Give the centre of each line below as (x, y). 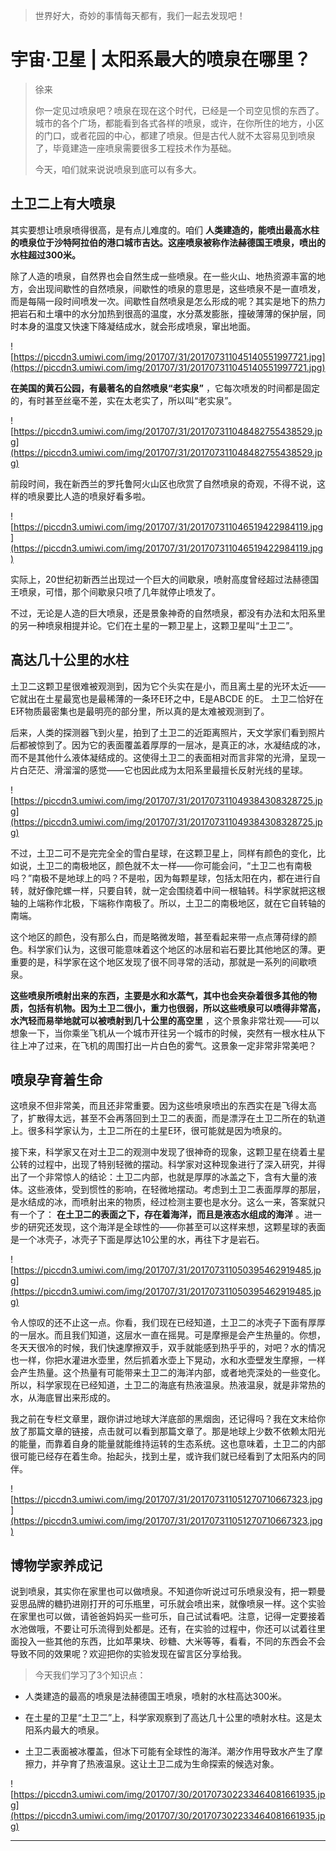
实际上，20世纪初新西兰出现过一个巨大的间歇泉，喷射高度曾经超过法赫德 (160, 579)
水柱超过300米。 (45, 255)
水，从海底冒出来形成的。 (63, 1398)
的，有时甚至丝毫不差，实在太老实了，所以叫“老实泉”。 (124, 400)
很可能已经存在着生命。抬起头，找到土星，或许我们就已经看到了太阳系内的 (163, 1456)
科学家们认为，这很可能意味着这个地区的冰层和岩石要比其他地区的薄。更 (176, 949)
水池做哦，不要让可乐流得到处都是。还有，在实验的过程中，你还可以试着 (159, 1629)
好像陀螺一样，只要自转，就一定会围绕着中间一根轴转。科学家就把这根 (181, 890)
